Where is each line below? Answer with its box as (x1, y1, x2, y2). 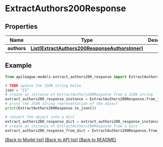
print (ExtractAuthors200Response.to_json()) (5, 106, 97, 111)
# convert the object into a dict (5, 114, 75, 119)
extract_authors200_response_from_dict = (5, 128, 90, 133)
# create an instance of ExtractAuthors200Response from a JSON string (5, 92, 153, 97)
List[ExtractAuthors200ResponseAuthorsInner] (31, 45, 144, 52)
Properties (5, 22, 38, 31)
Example (5, 61, 32, 70)
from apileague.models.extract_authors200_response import (5, 74, 127, 79)
